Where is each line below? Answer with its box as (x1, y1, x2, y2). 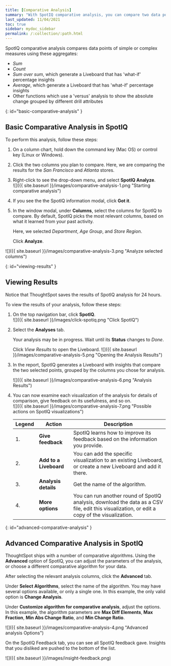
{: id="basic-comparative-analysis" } (5, 108, 82, 114)
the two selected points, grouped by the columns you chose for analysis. (12, 367, 165, 373)
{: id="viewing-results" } (5, 263, 56, 269)
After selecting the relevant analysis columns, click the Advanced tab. (5, 573, 153, 579)
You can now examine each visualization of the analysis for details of (12, 392, 158, 398)
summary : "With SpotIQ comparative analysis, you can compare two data (5, 12, 160, 17)
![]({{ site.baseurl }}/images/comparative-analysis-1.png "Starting (12, 182, 151, 189)
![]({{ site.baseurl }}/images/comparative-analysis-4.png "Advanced (5, 625, 149, 631)
